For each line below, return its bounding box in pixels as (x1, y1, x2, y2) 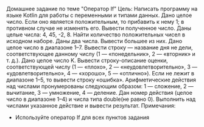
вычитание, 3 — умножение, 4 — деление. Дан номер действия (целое (6, 89, 193, 96)
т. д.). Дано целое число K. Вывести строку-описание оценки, (6, 57, 169, 64)
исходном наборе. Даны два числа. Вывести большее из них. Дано (6, 38, 183, 44)
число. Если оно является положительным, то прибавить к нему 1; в (6, 18, 185, 25)
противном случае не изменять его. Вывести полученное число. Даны (6, 24, 192, 32)
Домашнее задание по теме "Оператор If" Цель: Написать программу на (6, 5, 198, 12)
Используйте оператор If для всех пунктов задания (15, 114, 149, 121)
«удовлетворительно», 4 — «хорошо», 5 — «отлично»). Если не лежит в (6, 70, 195, 77)
